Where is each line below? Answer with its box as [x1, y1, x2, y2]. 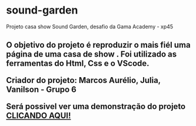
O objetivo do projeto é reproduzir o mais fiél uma [6, 40, 191, 50]
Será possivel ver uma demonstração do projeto [6, 101, 186, 112]
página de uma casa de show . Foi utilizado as [6, 49, 177, 59]
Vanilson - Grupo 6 [6, 85, 77, 95]
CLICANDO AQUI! [6, 111, 71, 121]
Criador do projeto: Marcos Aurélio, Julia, [6, 75, 161, 85]
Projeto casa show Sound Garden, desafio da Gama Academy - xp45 [6, 23, 174, 30]
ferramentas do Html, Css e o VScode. [6, 58, 150, 68]
